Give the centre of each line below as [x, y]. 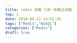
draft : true [17, 33]
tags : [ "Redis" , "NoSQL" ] [31, 23]
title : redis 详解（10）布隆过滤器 [38, 10]
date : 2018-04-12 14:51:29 [33, 19]
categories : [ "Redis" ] [29, 28]
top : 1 [12, 14]
